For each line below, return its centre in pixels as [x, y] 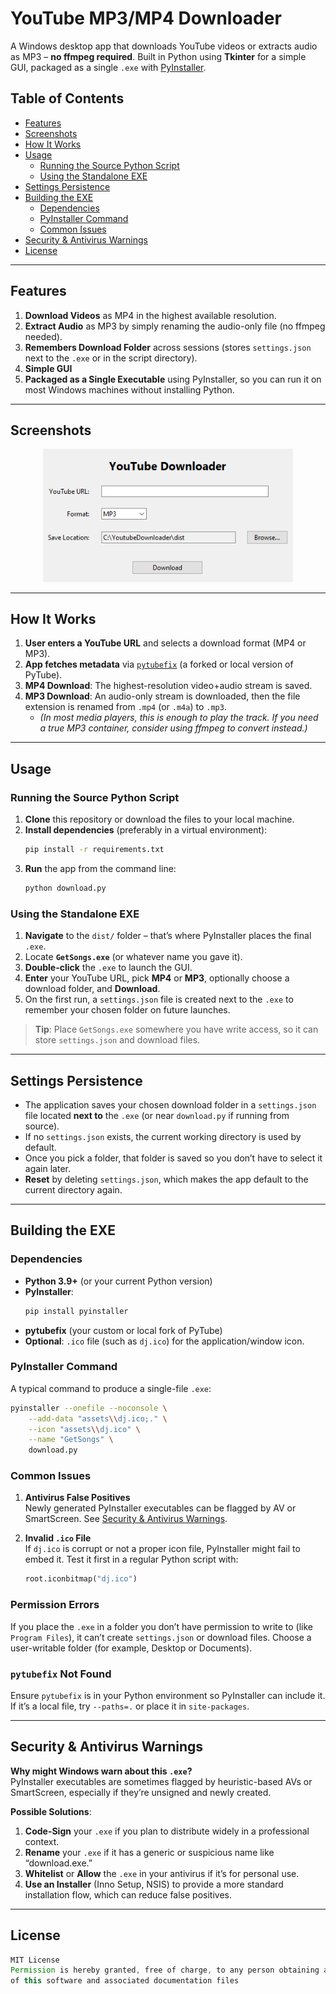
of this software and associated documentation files [125, 1981]
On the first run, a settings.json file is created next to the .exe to [159, 999]
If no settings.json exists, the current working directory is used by [163, 1136]
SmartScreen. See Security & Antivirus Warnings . [126, 1519]
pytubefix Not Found [61, 1674]
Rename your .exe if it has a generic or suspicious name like [149, 1852]
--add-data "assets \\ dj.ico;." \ [98, 1418]
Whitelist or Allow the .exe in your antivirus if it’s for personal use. [162, 1873]
